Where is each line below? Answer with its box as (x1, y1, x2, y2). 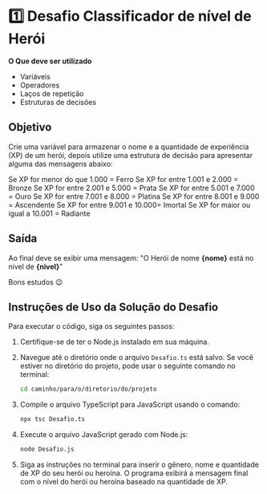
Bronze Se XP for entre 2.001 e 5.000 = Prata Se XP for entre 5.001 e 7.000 (8, 183, 255, 192)
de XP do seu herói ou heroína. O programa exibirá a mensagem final (19, 468, 249, 478)
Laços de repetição (19, 88, 84, 98)
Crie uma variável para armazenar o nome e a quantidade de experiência (8, 142, 249, 152)
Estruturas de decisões (19, 97, 97, 107)
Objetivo (8, 120, 52, 134)
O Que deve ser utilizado (8, 56, 92, 66)
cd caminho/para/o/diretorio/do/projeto (19, 385, 157, 394)
